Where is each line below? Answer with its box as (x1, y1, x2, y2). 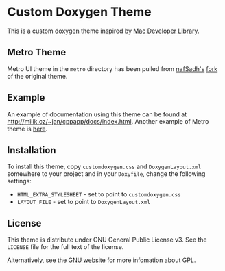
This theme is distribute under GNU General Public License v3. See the (7, 235, 207, 244)
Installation (7, 144, 56, 156)
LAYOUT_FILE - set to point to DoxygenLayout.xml (16, 198, 151, 206)
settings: (7, 177, 32, 185)
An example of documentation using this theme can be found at (7, 110, 187, 118)
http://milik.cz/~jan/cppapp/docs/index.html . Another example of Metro (7, 117, 209, 125)
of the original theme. (7, 72, 68, 80)
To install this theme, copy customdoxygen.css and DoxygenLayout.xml (7, 162, 202, 171)
